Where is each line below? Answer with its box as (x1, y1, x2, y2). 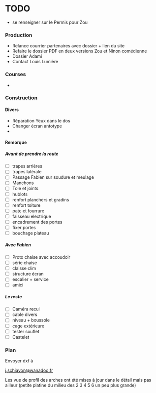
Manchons (12, 180, 34, 186)
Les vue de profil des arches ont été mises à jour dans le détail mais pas (5, 377, 152, 383)
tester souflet (12, 328, 39, 334)
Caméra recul (12, 306, 40, 312)
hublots (12, 191, 28, 197)
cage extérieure (12, 323, 45, 329)
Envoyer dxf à (5, 358, 33, 364)
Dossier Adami (12, 53, 42, 59)
